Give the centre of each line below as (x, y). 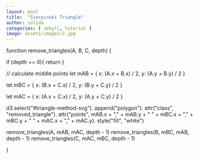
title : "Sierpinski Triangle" (45, 17)
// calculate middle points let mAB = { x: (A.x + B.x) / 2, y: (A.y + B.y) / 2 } (96, 74)
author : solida (25, 23)
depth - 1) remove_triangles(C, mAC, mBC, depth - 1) (71, 139)
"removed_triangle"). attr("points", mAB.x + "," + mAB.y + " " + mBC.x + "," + (100, 115)
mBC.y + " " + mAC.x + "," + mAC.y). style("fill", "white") (75, 121)
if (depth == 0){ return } (35, 62)
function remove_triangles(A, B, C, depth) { (59, 50)
